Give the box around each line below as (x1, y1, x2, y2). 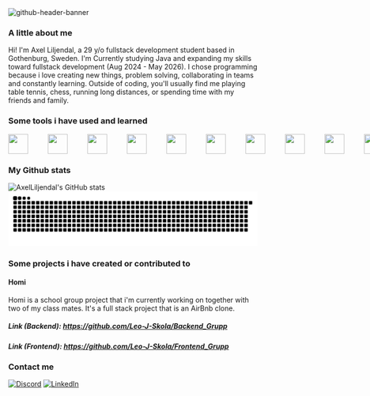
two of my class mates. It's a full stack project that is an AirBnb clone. (8, 304, 236, 313)
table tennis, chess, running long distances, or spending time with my (8, 87, 235, 97)
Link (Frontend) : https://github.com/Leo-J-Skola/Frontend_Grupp (8, 341, 229, 351)
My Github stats (8, 164, 71, 175)
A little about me (8, 27, 73, 38)
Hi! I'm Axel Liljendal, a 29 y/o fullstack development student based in (8, 45, 235, 55)
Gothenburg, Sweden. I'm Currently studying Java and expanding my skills (8, 54, 251, 63)
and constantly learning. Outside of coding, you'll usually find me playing (8, 79, 246, 89)
